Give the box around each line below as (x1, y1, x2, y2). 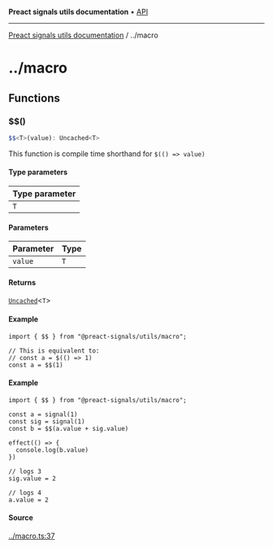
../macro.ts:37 (8, 531, 55, 541)
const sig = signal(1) (8, 417, 85, 426)
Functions (8, 91, 61, 105)
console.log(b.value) (15, 445, 89, 454)
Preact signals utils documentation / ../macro (8, 30, 158, 40)
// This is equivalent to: (8, 346, 100, 355)
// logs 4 (8, 489, 42, 497)
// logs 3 (8, 467, 42, 476)
